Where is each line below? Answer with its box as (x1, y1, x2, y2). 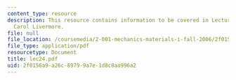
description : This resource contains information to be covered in (7, 17, 209, 24)
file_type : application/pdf (7, 42, 90, 49)
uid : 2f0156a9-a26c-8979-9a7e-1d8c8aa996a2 (7, 62, 137, 69)
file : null (7, 29, 39, 37)
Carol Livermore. (13, 23, 65, 30)
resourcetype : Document (7, 49, 77, 56)
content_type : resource (7, 10, 77, 17)
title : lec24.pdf (7, 56, 58, 63)
